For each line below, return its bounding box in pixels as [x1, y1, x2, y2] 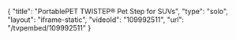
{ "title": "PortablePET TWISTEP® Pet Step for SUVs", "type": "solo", [7, 7, 228, 16]
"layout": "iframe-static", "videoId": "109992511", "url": [7, 15, 185, 24]
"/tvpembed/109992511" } [7, 24, 92, 32]
